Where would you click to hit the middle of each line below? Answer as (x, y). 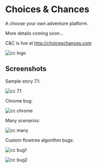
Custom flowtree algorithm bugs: (40, 140)
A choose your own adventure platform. (47, 23)
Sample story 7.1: (23, 81)
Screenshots (26, 69)
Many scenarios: (23, 120)
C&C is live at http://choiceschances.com (48, 43)
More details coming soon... (34, 33)
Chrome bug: (19, 100)
